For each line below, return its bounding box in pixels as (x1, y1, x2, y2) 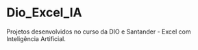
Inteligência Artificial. (6, 34, 66, 42)
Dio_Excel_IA (6, 5, 83, 21)
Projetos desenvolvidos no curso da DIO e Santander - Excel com (6, 27, 191, 36)
